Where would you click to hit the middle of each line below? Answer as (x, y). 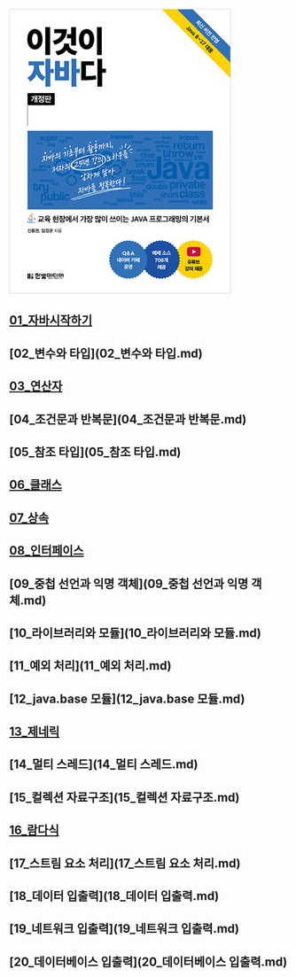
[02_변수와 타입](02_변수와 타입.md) (106, 353)
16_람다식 (34, 830)
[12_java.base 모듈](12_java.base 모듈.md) (127, 698)
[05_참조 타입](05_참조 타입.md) (95, 452)
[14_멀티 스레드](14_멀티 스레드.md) (104, 765)
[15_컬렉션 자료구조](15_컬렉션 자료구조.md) (125, 797)
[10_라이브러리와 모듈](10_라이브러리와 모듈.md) (135, 633)
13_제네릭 (35, 732)
